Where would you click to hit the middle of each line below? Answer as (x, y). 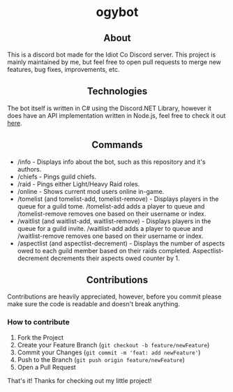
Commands (117, 145)
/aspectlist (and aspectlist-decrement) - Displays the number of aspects (121, 243)
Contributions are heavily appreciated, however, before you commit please (114, 296)
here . (15, 123)
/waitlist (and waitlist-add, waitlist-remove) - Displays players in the (114, 221)
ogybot (117, 12)
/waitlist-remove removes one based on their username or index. (110, 236)
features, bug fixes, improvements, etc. (63, 69)
